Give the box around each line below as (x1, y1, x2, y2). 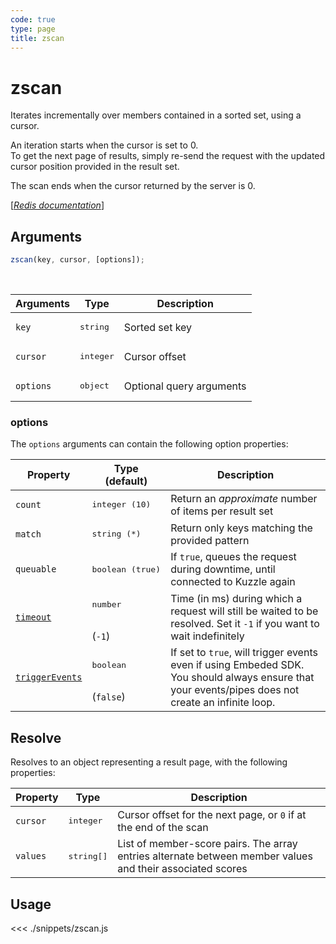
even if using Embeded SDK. (170, 658, 305, 672)
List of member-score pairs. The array (117, 837, 298, 851)
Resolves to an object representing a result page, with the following (10, 756, 288, 768)
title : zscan (10, 33, 65, 43)
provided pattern (170, 533, 250, 547)
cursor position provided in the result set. (10, 161, 180, 173)
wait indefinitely (170, 629, 245, 643)
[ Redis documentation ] (10, 199, 105, 211)
